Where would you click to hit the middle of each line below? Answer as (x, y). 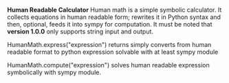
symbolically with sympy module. (54, 72)
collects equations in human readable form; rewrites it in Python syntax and (114, 17)
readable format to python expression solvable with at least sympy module (113, 52)
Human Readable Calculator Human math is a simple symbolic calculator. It (115, 10)
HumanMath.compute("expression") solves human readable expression (108, 65)
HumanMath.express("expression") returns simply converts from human (109, 45)
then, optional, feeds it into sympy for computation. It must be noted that (110, 24)
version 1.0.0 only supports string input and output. (80, 31)
